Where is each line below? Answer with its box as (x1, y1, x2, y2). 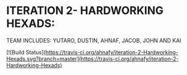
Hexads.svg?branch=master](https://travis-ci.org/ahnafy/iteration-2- (6, 55, 179, 62)
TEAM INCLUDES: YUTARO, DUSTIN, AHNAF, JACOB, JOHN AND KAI (6, 37, 182, 44)
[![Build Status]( (6, 48, 46, 55)
